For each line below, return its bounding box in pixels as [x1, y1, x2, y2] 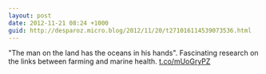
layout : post [8, 11, 52, 20]
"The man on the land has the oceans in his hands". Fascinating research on [8, 49, 259, 58]
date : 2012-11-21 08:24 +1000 [8, 19, 109, 27]
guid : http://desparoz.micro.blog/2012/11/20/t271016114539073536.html [8, 26, 252, 34]
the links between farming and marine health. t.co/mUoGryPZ [8, 56, 211, 66]
